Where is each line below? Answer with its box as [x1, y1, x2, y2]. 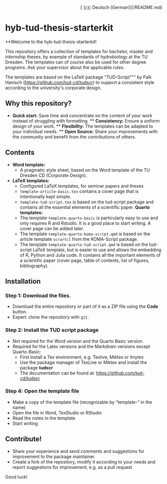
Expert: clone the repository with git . [12, 314, 89, 320]
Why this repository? [5, 99, 72, 108]
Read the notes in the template [12, 415, 76, 421]
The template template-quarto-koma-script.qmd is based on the [19, 231, 151, 237]
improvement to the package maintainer [12, 453, 95, 459]
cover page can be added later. [19, 225, 84, 231]
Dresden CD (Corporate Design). [19, 172, 87, 178]
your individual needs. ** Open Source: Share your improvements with [12, 128, 158, 134]
